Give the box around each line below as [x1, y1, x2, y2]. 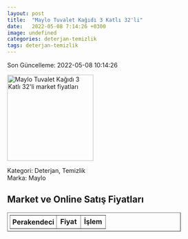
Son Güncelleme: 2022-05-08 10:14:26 [7, 61, 118, 69]
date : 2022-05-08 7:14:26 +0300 [7, 23, 107, 30]
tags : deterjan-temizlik [7, 42, 79, 49]
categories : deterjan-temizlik [7, 36, 97, 43]
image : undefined [7, 29, 57, 37]
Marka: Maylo [7, 174, 46, 182]
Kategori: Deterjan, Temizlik [7, 167, 86, 174]
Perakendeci [12, 217, 55, 227]
